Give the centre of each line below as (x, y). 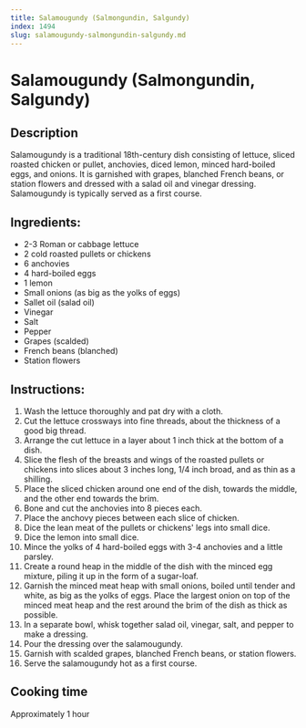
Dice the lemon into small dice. (81, 537)
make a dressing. (56, 634)
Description (44, 133)
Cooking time (49, 692)
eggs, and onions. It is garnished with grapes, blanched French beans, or (148, 174)
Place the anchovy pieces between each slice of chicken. (131, 518)
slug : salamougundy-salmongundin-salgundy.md (98, 35)
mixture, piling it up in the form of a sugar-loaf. (111, 576)
